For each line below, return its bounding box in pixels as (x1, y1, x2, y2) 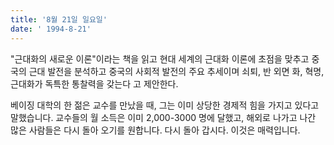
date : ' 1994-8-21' (10, 24, 92, 34)
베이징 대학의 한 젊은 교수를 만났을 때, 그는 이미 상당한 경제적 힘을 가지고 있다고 (10, 99, 320, 111)
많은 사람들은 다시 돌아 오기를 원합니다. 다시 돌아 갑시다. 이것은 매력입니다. (10, 124, 301, 136)
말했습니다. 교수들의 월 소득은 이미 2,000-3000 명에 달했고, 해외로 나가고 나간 (10, 111, 317, 123)
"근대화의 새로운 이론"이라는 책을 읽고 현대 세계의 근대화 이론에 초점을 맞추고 (10, 52, 310, 65)
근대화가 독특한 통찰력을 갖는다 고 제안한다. (10, 77, 179, 90)
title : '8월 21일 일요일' (10, 14, 108, 25)
